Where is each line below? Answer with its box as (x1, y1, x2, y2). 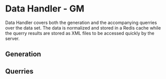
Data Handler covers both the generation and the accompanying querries (5, 19, 157, 25)
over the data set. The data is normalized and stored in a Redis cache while (5, 24, 161, 30)
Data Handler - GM (5, 3, 85, 14)
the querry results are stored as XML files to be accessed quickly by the (5, 30, 154, 36)
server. (5, 35, 20, 41)
